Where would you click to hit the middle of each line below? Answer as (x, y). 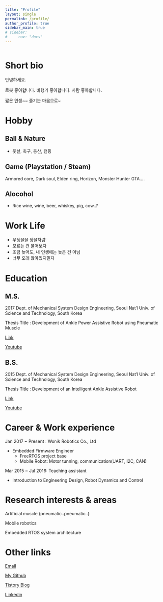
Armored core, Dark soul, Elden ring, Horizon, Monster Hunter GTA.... (75, 178)
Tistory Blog (17, 585)
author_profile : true (27, 23)
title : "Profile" (23, 10)
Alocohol (19, 194)
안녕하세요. (16, 79)
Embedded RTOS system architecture (43, 533)
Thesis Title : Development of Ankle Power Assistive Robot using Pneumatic (82, 323)
